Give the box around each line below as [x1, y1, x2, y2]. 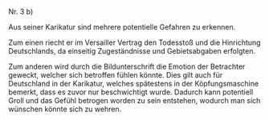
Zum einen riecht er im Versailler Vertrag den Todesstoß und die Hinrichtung [8, 38, 261, 47]
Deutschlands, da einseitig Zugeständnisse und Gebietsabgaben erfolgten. [8, 46, 256, 55]
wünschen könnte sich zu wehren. [8, 104, 122, 114]
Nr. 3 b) [8, 7, 34, 16]
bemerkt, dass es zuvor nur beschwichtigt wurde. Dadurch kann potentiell [8, 87, 254, 97]
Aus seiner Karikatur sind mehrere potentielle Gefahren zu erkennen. [8, 22, 236, 31]
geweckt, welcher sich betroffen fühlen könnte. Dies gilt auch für [8, 70, 223, 79]
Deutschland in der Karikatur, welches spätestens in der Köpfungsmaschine [8, 79, 259, 88]
